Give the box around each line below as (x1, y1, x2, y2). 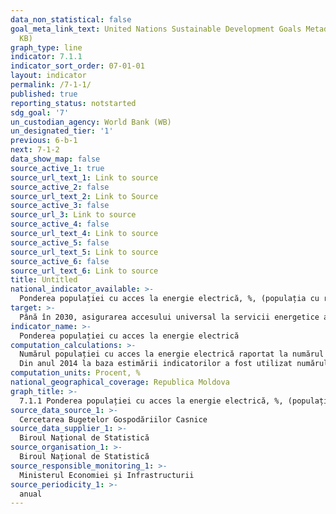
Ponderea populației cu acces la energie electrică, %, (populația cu (19, 294, 320, 304)
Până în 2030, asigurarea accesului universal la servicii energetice (19, 312, 320, 322)
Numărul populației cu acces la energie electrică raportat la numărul (19, 349, 325, 360)
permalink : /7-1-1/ (10, 80, 92, 90)
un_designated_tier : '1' (10, 126, 114, 136)
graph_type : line (10, 42, 83, 53)
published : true (10, 89, 78, 99)
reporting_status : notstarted (10, 98, 137, 108)
